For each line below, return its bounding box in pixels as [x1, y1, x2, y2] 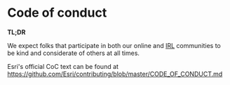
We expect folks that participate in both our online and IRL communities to [7, 41, 221, 49]
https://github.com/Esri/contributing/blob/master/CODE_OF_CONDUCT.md [7, 70, 223, 78]
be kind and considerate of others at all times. [7, 49, 140, 57]
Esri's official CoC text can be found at [7, 62, 119, 70]
